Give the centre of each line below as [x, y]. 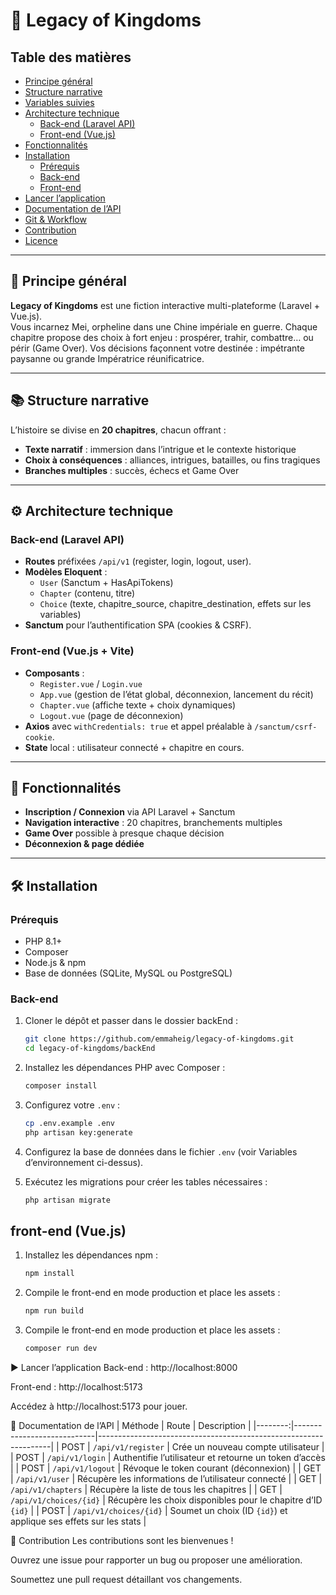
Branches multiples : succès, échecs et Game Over [132, 470]
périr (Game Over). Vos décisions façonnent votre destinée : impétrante [157, 348]
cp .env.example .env [69, 1124]
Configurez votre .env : [72, 1105]
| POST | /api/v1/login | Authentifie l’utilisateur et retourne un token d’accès [168, 1458]
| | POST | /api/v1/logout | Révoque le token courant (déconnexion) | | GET [166, 1468]
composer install [61, 1086]
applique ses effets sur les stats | [78, 1521]
